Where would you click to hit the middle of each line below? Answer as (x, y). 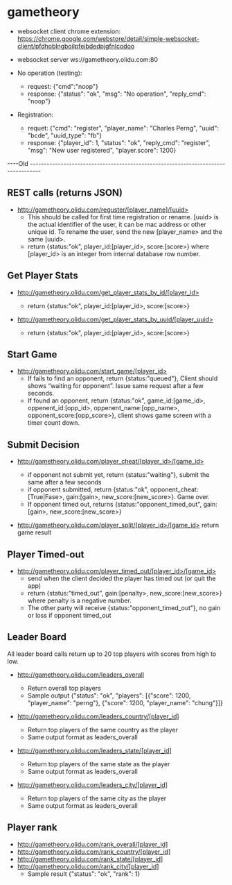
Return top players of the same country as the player (103, 730)
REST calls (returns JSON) (65, 193)
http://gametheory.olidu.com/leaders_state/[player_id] (94, 750)
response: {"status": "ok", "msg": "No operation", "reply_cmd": (117, 94)
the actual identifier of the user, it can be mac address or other (117, 224)
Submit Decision (43, 445)
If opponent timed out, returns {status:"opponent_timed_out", (115, 505)
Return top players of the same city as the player (97, 798)
